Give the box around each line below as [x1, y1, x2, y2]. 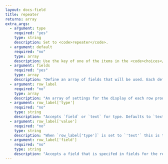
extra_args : [5, 21, 30, 26]
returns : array [5, 16, 37, 21]
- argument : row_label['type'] [9, 100, 75, 105]
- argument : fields [9, 63, 50, 68]
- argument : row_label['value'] [9, 118, 77, 124]
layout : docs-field [5, 7, 46, 12]
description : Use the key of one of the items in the [14, 58, 128, 63]
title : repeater [5, 12, 39, 17]
